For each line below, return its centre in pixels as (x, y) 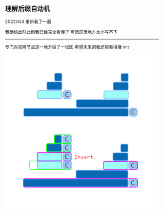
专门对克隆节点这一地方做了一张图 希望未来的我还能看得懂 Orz (67, 47)
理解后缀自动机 (28, 9)
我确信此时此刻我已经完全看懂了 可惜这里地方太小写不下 (61, 32)
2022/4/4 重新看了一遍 (28, 21)
